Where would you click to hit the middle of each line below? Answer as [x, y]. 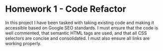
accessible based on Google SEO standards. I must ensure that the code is [81, 27]
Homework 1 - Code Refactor [66, 9]
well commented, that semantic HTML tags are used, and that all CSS [76, 33]
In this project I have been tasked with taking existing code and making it [80, 23]
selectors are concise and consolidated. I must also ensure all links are [78, 38]
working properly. [23, 43]
